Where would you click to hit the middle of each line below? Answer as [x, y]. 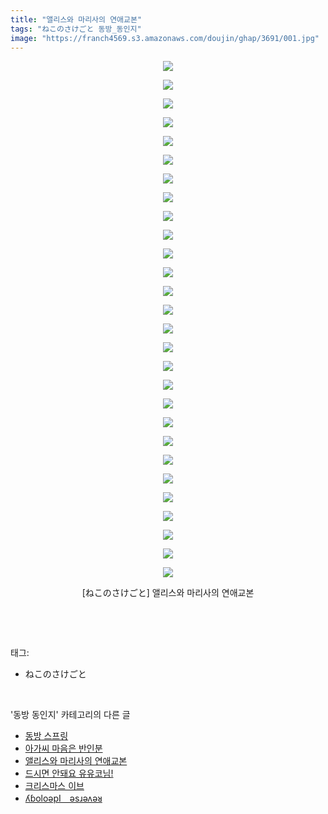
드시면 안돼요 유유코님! [69, 773]
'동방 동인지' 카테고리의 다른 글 [70, 715]
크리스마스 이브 [54, 786]
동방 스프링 [46, 736]
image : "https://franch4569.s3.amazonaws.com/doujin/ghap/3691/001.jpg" [165, 38]
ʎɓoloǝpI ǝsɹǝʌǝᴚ [63, 798]
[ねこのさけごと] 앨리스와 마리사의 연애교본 [168, 593]
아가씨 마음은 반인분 [63, 748]
